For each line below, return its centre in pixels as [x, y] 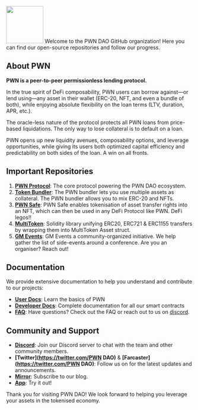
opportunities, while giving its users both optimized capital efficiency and [95, 146]
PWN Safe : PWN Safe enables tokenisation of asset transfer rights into [101, 205]
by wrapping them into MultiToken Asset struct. [73, 230]
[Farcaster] [136, 358]
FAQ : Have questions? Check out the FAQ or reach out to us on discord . [102, 312]
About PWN [28, 66]
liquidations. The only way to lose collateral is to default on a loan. [103, 128]
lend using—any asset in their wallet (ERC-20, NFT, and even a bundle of [95, 98]
